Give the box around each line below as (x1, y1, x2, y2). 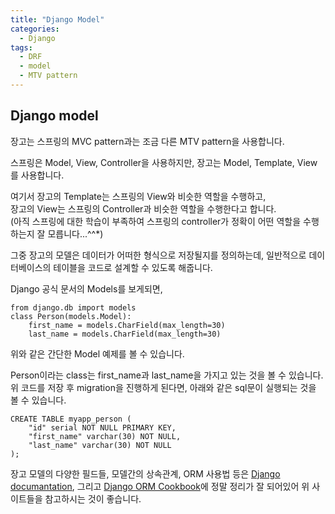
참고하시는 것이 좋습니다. (44, 492, 142, 505)
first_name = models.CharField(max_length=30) (28, 320, 226, 330)
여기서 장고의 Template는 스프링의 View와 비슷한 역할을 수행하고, (10, 190, 267, 202)
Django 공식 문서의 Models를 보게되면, (10, 282, 163, 295)
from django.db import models (10, 302, 137, 313)
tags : (10, 42, 33, 53)
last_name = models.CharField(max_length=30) (28, 329, 222, 339)
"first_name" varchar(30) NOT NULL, (28, 431, 182, 441)
